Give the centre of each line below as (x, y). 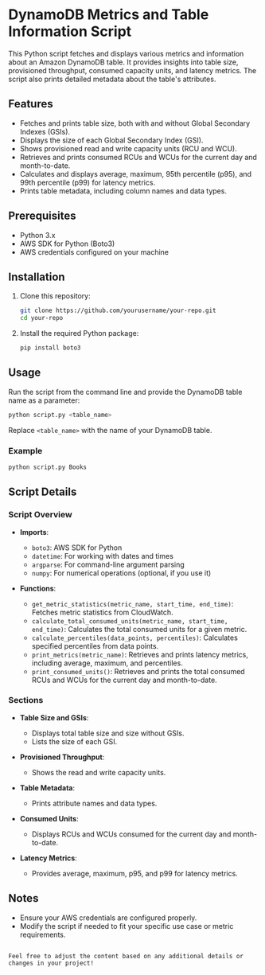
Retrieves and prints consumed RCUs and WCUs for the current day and (138, 157)
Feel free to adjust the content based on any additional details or (126, 956)
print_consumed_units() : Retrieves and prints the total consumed (138, 671)
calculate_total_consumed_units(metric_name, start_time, (130, 621)
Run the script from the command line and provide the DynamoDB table (125, 392)
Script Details (43, 492)
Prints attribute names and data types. (94, 803)
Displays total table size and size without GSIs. (108, 733)
